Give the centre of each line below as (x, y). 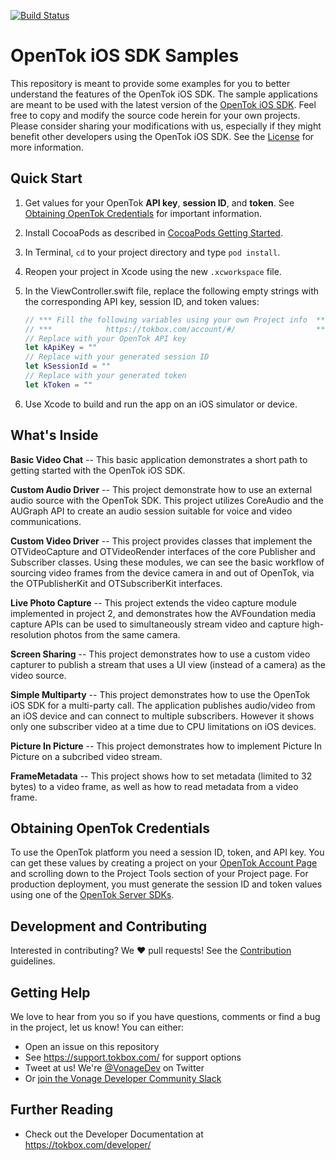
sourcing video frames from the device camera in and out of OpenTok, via (162, 572)
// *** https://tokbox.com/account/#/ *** (177, 329)
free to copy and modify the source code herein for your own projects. (155, 115)
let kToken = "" (58, 385)
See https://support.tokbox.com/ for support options (133, 1057)
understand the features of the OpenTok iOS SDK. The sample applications (164, 94)
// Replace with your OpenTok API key (105, 338)
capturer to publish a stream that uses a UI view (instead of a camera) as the (168, 664)
